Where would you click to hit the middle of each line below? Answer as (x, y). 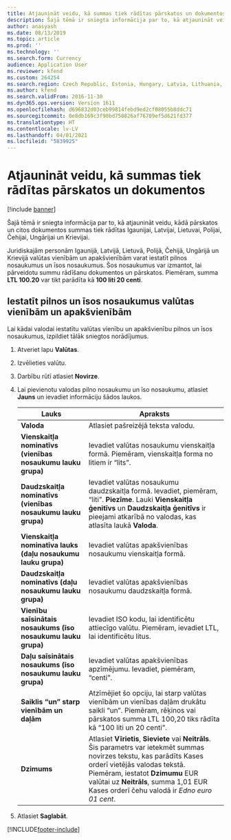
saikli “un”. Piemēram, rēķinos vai (142, 710)
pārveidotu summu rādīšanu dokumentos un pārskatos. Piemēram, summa (113, 273)
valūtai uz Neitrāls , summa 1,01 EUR (148, 781)
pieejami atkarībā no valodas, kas (143, 516)
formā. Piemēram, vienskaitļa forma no (151, 454)
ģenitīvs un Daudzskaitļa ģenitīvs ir (147, 508)
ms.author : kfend (32, 90)
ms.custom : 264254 (33, 77)
